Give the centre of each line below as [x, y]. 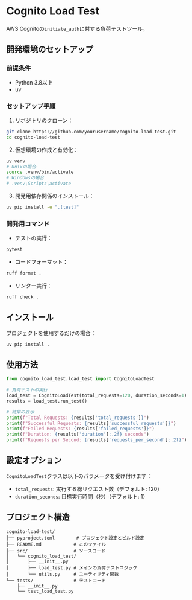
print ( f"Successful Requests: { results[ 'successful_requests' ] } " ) [91, 423]
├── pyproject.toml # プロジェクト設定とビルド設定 [75, 538]
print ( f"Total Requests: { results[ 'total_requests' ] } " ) [78, 418]
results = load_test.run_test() [47, 401]
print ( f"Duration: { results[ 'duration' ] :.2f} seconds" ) [78, 435]
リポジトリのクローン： [44, 120]
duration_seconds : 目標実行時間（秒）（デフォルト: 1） [82, 496]
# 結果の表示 [20, 412]
